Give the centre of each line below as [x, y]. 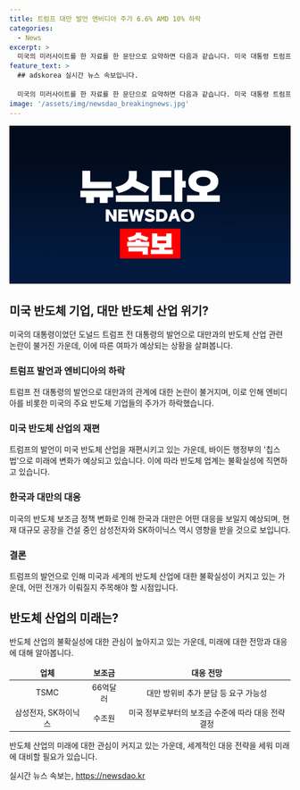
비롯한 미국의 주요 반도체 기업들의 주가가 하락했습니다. [120, 403]
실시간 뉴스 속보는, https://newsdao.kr [77, 775]
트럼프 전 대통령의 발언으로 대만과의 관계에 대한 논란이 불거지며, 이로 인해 [137, 392]
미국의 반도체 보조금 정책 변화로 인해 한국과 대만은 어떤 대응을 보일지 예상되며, [145, 518]
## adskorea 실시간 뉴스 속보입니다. [78, 76]
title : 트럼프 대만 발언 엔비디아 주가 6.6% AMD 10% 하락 [105, 19]
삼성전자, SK [37, 713]
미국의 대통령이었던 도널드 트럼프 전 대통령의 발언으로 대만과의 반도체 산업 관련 [146, 334]
